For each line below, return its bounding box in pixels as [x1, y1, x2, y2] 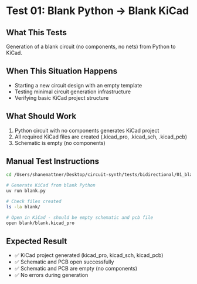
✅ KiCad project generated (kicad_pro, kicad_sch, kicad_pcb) [14, 252, 164, 259]
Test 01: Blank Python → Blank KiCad [6, 4, 189, 18]
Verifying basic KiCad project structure [14, 94, 109, 101]
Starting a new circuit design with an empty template [14, 82, 142, 89]
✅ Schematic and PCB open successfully [14, 258, 114, 265]
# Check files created [6, 198, 62, 205]
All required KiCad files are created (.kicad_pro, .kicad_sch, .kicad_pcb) [14, 133, 188, 140]
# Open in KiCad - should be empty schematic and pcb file [6, 214, 154, 221]
